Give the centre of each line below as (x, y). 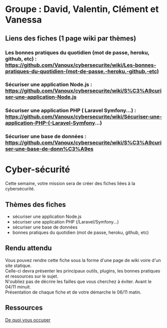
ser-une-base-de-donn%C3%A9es (49, 149)
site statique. (18, 265)
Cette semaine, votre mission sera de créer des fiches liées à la (70, 183)
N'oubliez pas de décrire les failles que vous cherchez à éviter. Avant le (79, 281)
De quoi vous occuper (28, 320)
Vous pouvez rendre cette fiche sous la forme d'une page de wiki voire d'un (83, 260)
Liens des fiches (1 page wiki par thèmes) (71, 38)
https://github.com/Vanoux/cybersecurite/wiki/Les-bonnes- (81, 65)
